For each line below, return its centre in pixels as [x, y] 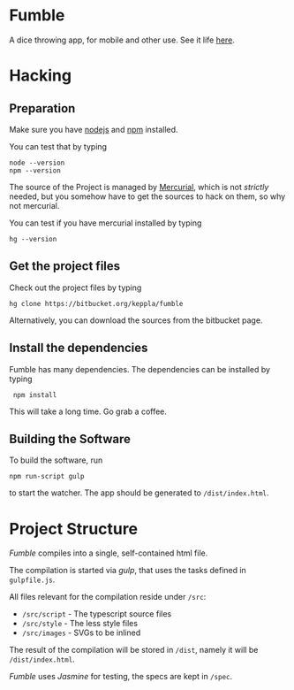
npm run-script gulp [47, 477]
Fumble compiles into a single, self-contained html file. [109, 553]
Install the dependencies [79, 348]
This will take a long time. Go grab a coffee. [88, 411]
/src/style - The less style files [80, 624]
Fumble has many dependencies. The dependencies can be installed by [140, 369]
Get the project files [65, 266]
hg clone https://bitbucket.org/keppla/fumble [96, 303]
